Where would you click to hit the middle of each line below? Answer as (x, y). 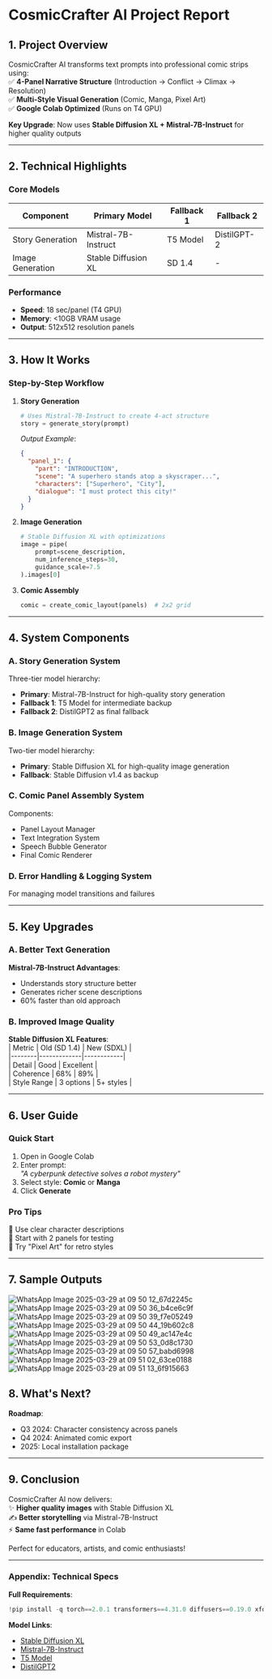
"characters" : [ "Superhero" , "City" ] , (100, 484)
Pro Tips (25, 1212)
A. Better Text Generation (59, 949)
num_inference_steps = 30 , (77, 560)
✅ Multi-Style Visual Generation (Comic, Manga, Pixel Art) (107, 99)
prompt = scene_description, (81, 552)
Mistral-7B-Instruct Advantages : (64, 967)
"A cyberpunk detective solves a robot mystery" (100, 1173)
